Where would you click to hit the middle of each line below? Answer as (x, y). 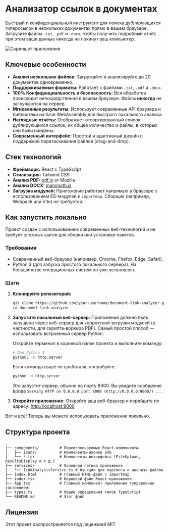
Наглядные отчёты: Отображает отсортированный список (76, 120)
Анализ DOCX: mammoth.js (42, 185)
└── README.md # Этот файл (45, 497)
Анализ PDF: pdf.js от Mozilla (44, 180)
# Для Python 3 (29, 352)
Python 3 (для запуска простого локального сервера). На (74, 264)
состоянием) (18, 488)
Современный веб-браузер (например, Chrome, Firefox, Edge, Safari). (88, 259)
